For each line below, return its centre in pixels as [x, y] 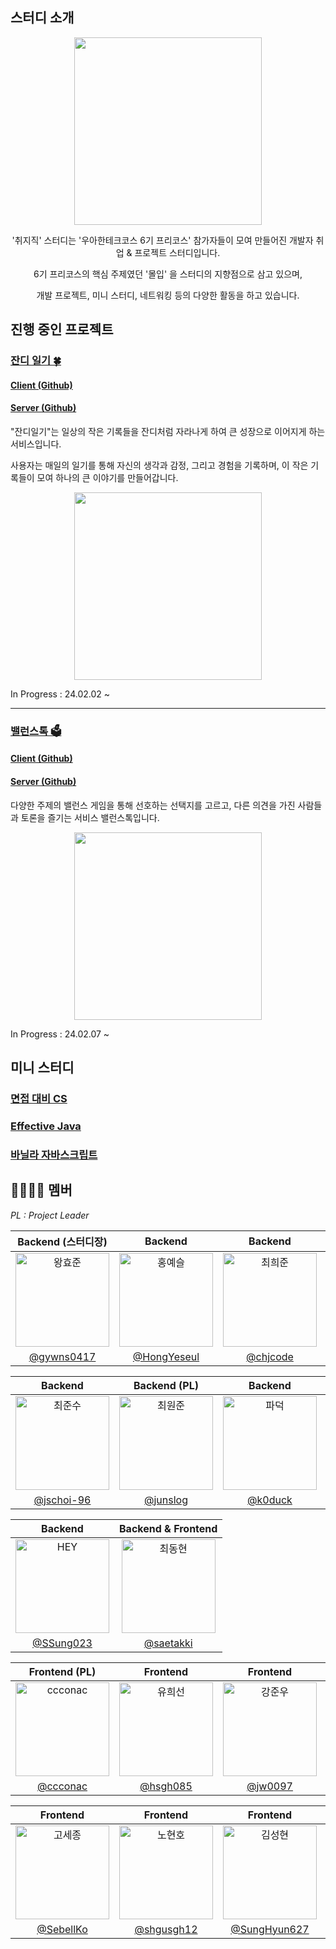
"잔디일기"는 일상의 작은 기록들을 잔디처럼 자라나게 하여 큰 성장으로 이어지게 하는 [168, 431]
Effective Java [46, 1126]
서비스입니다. [36, 444]
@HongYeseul [166, 1356]
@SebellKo [62, 1929]
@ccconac [62, 1786]
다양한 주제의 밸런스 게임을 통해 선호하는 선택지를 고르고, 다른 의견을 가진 [153, 805]
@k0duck [270, 1500]
